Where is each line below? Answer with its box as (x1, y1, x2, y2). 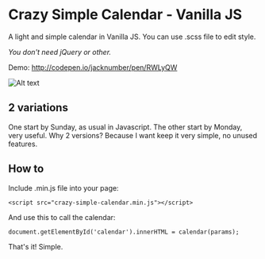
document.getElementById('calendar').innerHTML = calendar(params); (8, 228, 240, 236)
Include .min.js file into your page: (8, 183, 119, 192)
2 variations (8, 101, 69, 114)
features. (8, 139, 38, 149)
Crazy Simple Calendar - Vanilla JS (8, 6, 243, 24)
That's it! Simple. (8, 242, 63, 251)
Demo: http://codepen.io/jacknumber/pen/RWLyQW (8, 62, 178, 72)
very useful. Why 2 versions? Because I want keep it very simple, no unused (8, 130, 258, 140)
